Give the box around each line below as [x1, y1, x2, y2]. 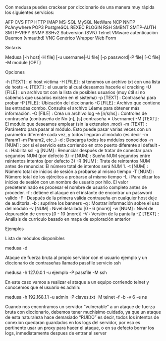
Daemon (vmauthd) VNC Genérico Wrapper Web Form [5, 35, 116, 41]
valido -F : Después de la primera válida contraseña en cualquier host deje [5, 195, 157, 201]
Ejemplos [5, 226, 24, 232]
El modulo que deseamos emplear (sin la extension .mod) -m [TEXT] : [5, 121, 147, 127]
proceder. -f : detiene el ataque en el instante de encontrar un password [5, 190, 153, 195]
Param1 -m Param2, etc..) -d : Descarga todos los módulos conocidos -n [5, 137, 153, 143]
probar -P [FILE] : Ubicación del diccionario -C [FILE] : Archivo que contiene [5, 100, 161, 106]
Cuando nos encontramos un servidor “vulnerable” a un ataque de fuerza [5, 304, 155, 310]
